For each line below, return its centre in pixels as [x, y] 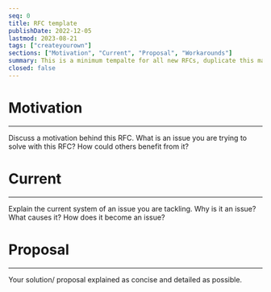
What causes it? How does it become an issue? [87, 217]
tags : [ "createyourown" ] [50, 46]
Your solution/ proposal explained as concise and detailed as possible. [125, 279]
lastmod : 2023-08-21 [43, 38]
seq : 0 [19, 16]
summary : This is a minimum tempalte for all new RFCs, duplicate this [131, 61]
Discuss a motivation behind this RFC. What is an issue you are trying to [128, 138]
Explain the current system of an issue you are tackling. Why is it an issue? [132, 208]
